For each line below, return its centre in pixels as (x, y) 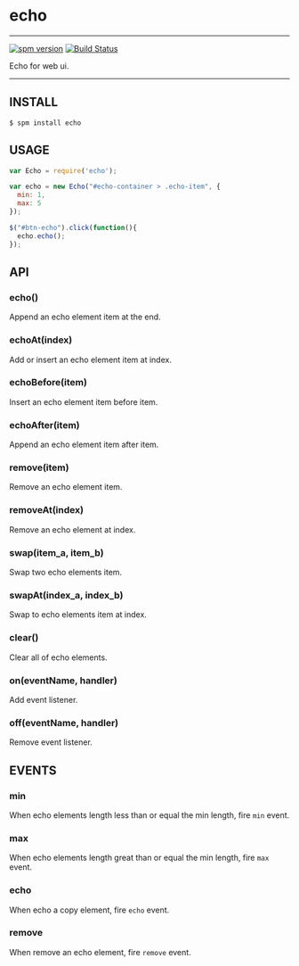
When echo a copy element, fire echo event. (89, 910)
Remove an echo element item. (66, 487)
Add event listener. (44, 699)
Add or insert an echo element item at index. (90, 359)
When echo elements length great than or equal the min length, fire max (139, 858)
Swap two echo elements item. (66, 573)
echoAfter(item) (44, 425)
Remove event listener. (51, 742)
